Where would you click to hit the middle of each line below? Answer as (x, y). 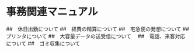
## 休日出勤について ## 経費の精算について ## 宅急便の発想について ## (98, 29)
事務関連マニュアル (52, 12)
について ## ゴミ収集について (43, 43)
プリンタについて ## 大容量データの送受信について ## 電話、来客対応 (96, 36)
